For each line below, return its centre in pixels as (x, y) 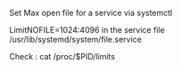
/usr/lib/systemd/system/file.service (76, 39)
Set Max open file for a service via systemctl (91, 13)
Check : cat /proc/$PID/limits (62, 56)
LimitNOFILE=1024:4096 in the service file (87, 30)
